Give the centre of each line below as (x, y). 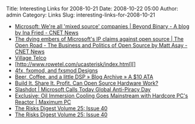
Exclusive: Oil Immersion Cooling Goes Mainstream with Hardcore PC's (101, 96)
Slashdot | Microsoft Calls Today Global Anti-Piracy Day (83, 89)
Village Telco (31, 58)
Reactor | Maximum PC (43, 102)
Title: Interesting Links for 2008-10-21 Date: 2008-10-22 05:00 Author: (92, 9)
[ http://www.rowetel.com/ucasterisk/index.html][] (75, 64)
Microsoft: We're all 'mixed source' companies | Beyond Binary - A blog (102, 26)
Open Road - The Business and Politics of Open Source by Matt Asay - (101, 45)
